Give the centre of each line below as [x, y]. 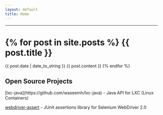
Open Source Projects [39, 81]
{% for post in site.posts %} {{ [67, 42]
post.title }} [29, 52]
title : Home [17, 14]
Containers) [17, 98]
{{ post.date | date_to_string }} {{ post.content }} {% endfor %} [68, 66]
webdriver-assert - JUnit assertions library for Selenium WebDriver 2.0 [76, 107]
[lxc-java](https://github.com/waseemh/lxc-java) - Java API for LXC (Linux [79, 93]
